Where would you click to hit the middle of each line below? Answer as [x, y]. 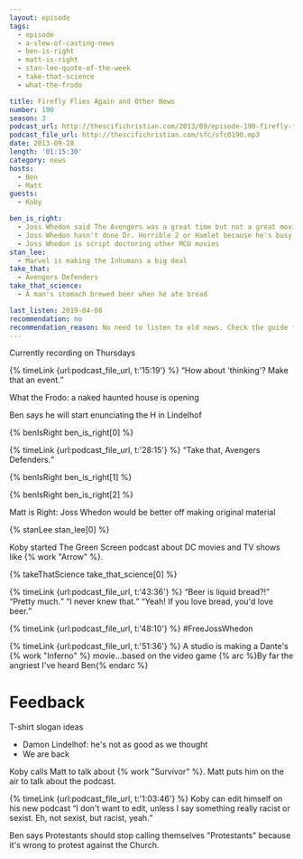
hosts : [22, 168]
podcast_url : [34, 127]
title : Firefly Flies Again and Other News [92, 101]
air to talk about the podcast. [63, 781]
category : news [38, 160]
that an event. [35, 380]
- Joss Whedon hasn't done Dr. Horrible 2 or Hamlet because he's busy [155, 235]
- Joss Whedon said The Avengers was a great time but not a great [147, 227]
